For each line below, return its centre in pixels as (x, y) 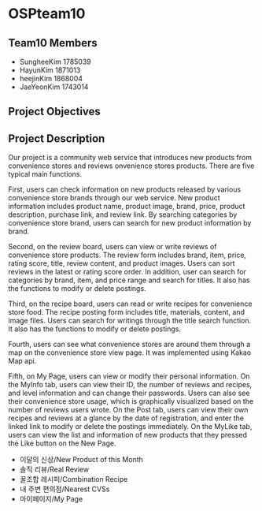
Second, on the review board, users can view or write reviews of (113, 247)
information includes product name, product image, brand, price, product (127, 207)
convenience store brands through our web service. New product (114, 198)
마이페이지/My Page (51, 499)
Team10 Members (53, 43)
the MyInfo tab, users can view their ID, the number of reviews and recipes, (130, 385)
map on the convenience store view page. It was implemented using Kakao (130, 352)
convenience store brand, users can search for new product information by (130, 223)
